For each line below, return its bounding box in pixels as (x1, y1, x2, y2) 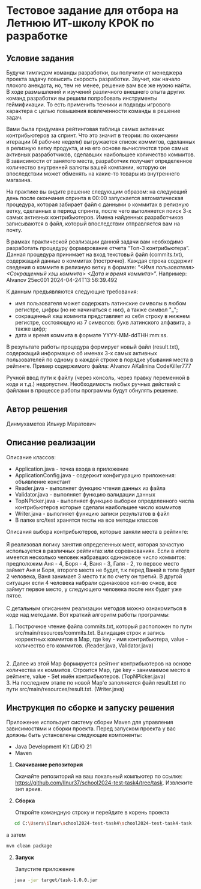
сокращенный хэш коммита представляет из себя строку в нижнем (14, 313, 190, 319)
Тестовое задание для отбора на (6, 4, 179, 17)
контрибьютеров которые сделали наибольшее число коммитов (14, 503, 182, 511)
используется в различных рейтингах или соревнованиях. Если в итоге (6, 547, 190, 554)
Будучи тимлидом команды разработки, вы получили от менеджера (6, 69, 182, 76)
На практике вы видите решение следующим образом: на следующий (6, 188, 188, 195)
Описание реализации (6, 438, 96, 448)
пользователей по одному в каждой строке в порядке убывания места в (6, 356, 194, 363)
